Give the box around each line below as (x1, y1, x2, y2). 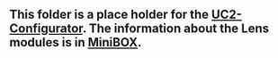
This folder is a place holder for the (9, 7, 210, 22)
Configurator (9, 21, 84, 37)
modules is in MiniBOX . (9, 35, 142, 50)
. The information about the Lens (82, 21, 270, 37)
